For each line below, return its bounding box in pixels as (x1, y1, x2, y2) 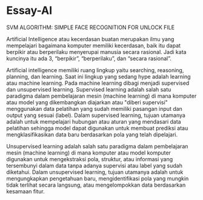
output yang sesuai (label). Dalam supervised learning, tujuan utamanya (6, 112, 186, 119)
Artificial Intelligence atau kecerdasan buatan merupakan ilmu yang (6, 35, 175, 42)
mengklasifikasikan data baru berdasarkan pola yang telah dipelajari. (6, 131, 178, 138)
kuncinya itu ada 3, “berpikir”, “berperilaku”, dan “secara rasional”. (6, 55, 171, 62)
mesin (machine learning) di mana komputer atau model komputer (6, 149, 171, 156)
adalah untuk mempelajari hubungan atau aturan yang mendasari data (6, 118, 181, 125)
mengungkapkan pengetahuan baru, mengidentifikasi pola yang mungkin (6, 175, 189, 182)
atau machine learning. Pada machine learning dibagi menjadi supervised (6, 79, 190, 87)
